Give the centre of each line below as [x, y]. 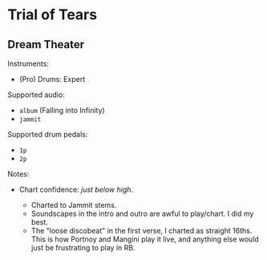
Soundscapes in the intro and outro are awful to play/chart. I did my [142, 213]
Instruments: [28, 63]
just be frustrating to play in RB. [83, 248]
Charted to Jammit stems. [74, 205]
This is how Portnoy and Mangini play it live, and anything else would [145, 239]
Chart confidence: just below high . [76, 189]
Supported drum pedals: [48, 134]
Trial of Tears [53, 15]
